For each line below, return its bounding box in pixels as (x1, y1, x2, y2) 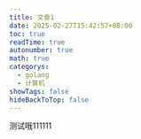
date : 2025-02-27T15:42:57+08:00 (9, 21, 133, 30)
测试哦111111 (9, 120, 52, 131)
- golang (17, 71, 50, 80)
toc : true (9, 29, 46, 38)
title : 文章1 (9, 12, 55, 22)
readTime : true (9, 37, 66, 47)
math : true (9, 54, 50, 63)
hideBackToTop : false (9, 95, 90, 104)
